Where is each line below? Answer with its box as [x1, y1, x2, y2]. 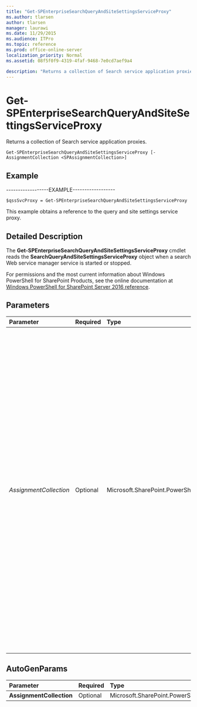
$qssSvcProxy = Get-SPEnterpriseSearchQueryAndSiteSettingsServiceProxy [6, 198, 188, 204]
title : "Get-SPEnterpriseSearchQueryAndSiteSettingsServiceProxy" [6, 8, 172, 15]
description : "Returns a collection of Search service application [6, 68, 175, 74]
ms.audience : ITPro [6, 36, 54, 42]
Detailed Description [6, 231, 83, 241]
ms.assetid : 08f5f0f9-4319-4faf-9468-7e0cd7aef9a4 [6, 58, 133, 64]
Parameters [6, 301, 50, 311]
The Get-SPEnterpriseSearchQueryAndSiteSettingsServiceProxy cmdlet [6, 246, 186, 254]
